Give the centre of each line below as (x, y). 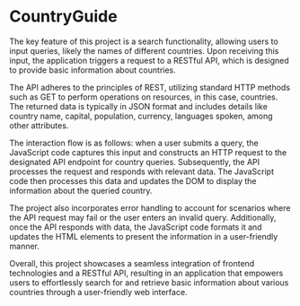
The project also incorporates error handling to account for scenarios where (150, 207)
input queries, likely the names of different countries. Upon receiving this (144, 50)
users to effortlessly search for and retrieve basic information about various (149, 282)
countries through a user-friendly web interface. (98, 292)
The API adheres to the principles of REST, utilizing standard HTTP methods (150, 87)
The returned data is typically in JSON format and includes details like (138, 106)
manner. (25, 246)
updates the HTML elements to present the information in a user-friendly (144, 236)
